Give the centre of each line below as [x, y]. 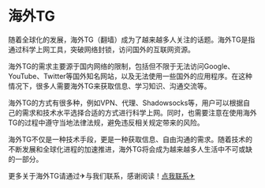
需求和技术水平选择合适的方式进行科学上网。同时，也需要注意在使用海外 [139, 112]
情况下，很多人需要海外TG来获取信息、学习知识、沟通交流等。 [110, 86]
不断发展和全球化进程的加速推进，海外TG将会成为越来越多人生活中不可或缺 [131, 149]
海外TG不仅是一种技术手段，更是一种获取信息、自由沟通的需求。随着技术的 [131, 139]
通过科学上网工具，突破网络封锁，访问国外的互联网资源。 [101, 49]
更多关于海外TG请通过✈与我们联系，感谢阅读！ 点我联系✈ [102, 175]
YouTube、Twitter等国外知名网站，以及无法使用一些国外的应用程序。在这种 [130, 76]
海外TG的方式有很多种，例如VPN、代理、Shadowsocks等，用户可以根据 [126, 103]
